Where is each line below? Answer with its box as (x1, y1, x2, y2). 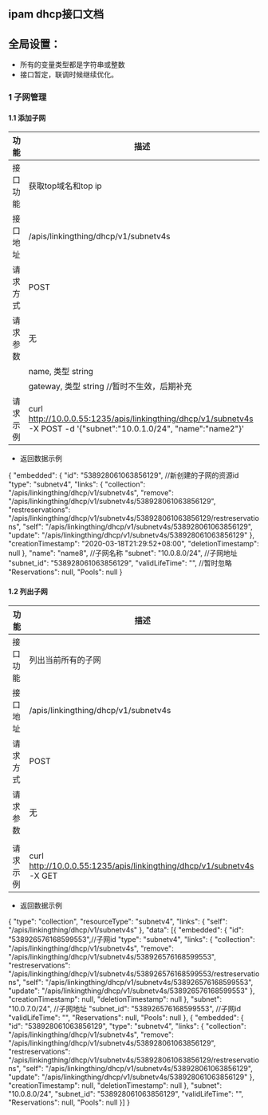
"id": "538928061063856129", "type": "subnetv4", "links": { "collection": (8, 1021, 246, 1030)
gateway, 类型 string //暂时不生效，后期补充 (28, 381, 192, 392)
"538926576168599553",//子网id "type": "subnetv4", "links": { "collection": (8, 934, 255, 944)
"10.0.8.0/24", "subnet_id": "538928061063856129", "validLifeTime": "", (8, 1089, 244, 1098)
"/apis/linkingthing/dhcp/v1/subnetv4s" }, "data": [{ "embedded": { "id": (8, 924, 244, 935)
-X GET (29, 870, 58, 881)
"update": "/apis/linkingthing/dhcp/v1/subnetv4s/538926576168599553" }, (8, 986, 255, 995)
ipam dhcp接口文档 (8, 7, 104, 22)
